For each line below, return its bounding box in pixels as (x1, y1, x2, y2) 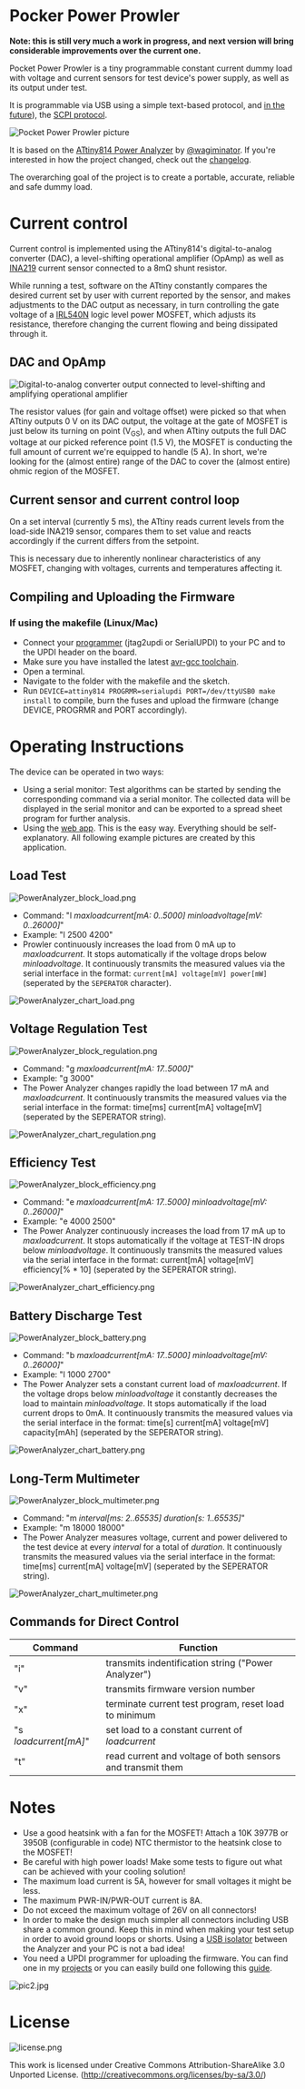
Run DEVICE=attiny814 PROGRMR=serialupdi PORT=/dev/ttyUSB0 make (22, 685, 276, 695)
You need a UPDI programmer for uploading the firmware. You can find (22, 1953, 289, 1964)
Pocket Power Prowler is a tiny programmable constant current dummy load (9, 63, 293, 74)
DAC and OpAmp (9, 355, 106, 370)
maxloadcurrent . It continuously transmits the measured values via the (22, 1091, 288, 1103)
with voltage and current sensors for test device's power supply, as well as (9, 72, 290, 83)
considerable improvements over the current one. (9, 44, 202, 55)
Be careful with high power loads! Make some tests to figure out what (22, 1856, 283, 1867)
